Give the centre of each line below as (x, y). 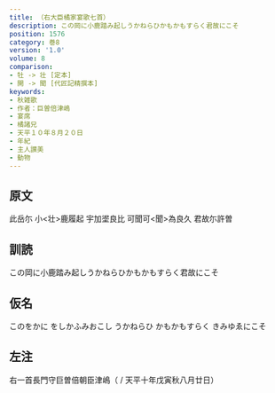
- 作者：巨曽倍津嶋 (40, 108)
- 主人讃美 (27, 149)
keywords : (27, 91)
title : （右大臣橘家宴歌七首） (59, 17)
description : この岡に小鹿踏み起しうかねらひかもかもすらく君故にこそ (124, 26)
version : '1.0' (37, 51)
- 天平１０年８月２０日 (47, 133)
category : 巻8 (35, 42)
